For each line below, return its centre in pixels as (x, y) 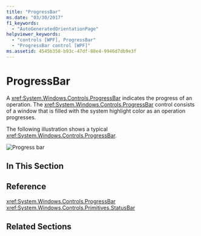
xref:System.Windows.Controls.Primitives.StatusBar (71, 208)
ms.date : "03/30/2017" (35, 18)
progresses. (21, 117)
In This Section (35, 166)
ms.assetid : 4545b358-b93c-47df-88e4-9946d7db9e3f (71, 51)
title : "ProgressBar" (34, 12)
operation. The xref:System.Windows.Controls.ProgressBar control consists (100, 104)
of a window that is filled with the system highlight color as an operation (96, 111)
